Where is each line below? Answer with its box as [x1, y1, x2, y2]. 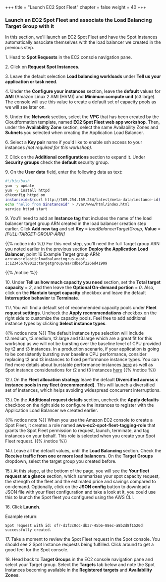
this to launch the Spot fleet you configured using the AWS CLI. [5, 494, 134, 501]
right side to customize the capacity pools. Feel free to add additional [5, 315, 147, 321]
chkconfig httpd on [5, 192, 46, 198]
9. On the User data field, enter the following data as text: [5, 169, 123, 175]
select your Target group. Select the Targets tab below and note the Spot [5, 562, 155, 568]
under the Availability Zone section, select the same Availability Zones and [5, 124, 159, 131]
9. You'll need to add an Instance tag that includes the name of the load [5, 216, 152, 221]
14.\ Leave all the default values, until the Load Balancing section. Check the [5, 448, 162, 454]
